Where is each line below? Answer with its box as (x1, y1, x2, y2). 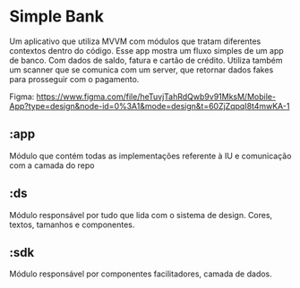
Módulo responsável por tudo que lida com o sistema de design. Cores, (9, 209, 273, 220)
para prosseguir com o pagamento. (9, 73, 140, 84)
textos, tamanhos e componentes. (9, 219, 135, 230)
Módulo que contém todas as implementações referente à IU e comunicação (9, 150, 292, 161)
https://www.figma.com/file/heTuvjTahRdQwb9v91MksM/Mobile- (36, 91, 276, 102)
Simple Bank (9, 6, 105, 27)
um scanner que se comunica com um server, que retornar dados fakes (9, 64, 274, 75)
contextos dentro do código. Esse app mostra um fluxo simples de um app (9, 45, 284, 55)
